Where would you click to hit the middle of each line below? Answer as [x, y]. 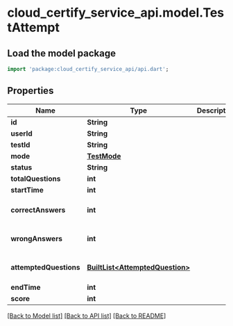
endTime [26, 287]
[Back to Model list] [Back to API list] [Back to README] [87, 316]
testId [20, 145]
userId [21, 133]
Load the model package [62, 53]
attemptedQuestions [46, 267]
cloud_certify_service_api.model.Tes [116, 13]
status [21, 167]
